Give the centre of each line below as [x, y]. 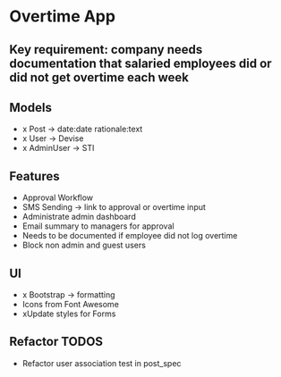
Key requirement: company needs [106, 50]
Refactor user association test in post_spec [102, 363]
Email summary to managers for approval [98, 226]
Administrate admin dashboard [79, 217]
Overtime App [63, 17]
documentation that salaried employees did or [140, 63]
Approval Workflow [58, 197]
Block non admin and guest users [84, 245]
